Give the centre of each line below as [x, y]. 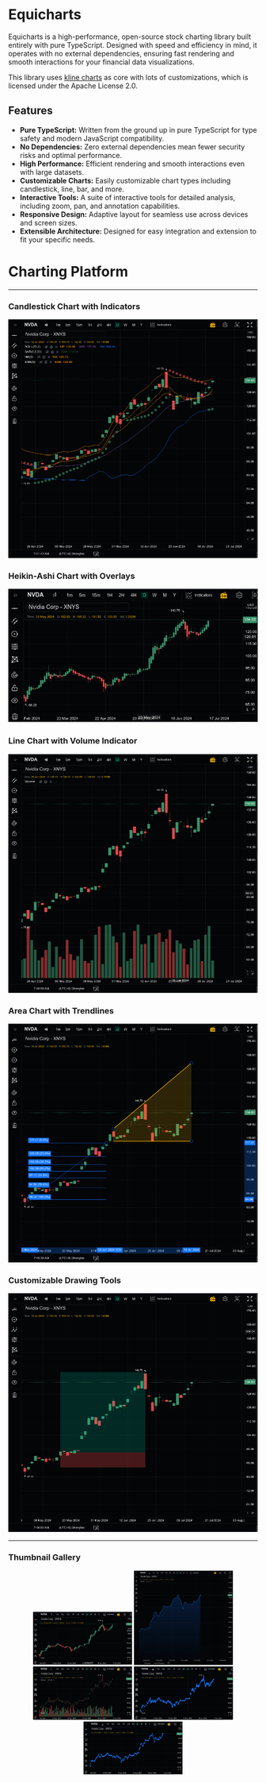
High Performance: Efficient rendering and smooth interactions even [132, 164]
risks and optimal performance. [71, 155]
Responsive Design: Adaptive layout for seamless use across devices [134, 214]
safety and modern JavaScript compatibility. [92, 138]
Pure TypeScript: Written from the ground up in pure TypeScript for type [138, 129]
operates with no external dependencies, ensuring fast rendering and [122, 53]
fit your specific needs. [57, 239]
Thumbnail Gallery [45, 1557]
